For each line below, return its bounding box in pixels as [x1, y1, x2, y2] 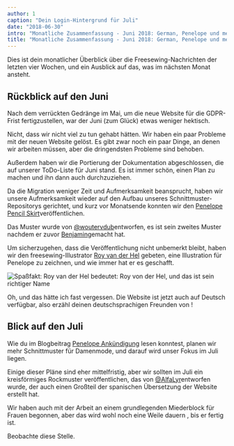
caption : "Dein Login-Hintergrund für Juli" [7, 17, 139, 24]
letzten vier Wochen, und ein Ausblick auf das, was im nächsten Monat [7, 63, 211, 71]
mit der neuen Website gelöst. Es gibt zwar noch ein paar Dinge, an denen [7, 137, 221, 145]
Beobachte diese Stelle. [7, 431, 75, 440]
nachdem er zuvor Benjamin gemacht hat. [7, 230, 126, 238]
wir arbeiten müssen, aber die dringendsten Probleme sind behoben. [7, 145, 205, 153]
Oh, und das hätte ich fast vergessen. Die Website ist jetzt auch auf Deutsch [7, 293, 226, 301]
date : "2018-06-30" [7, 23, 64, 30]
